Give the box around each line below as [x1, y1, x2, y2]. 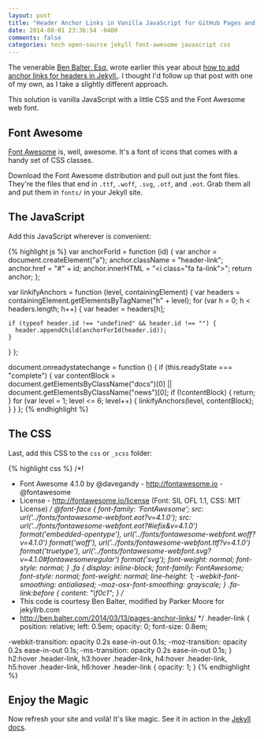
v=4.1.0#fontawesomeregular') [19, 554, 120, 564]
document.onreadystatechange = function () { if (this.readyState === [8, 362, 232, 371]
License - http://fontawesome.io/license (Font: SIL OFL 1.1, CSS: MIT [19, 496, 241, 505]
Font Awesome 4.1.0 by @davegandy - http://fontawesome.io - [19, 479, 223, 488]
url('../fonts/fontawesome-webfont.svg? [81, 546, 211, 556]
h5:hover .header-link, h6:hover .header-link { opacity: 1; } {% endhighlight [8, 662, 251, 672]
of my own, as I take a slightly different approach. [8, 80, 169, 89]
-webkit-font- [195, 571, 240, 581]
